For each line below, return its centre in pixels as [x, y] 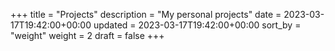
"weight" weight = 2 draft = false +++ [87, 35]
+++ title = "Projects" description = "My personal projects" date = [146, 14]
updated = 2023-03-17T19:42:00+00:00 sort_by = [197, 25]
